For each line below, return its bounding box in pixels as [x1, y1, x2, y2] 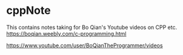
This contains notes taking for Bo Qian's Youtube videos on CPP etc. [6, 24, 178, 31]
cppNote [6, 4, 51, 18]
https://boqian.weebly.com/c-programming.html [6, 30, 127, 37]
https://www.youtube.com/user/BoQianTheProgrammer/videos [6, 42, 163, 49]
